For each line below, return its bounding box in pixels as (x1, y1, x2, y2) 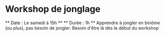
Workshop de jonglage (5, 3, 101, 15)
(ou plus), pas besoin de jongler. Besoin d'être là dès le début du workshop (5, 25, 159, 31)
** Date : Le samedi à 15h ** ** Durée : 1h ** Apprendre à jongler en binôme (5, 20, 161, 26)
